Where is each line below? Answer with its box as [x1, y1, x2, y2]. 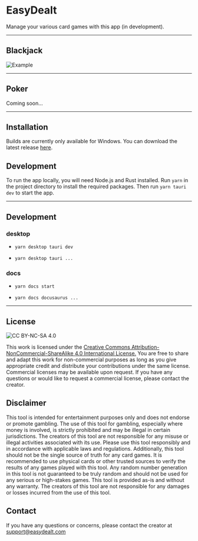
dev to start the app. [6, 189, 55, 196]
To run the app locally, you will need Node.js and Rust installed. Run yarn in [6, 177, 189, 184]
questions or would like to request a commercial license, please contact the [6, 375, 190, 382]
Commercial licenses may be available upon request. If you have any [6, 368, 173, 375]
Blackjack [6, 45, 43, 56]
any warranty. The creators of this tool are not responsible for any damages [6, 483, 190, 490]
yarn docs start [14, 283, 55, 289]
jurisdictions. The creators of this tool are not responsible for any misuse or [6, 433, 189, 440]
